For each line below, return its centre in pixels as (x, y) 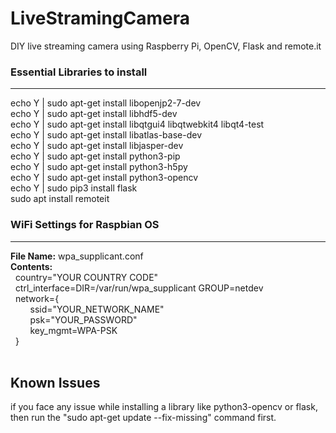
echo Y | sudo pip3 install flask (74, 188)
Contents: (31, 266)
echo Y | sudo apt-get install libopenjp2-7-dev (106, 103)
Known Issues (55, 382)
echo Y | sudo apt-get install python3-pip (95, 156)
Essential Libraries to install (79, 72)
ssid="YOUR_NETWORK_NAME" (97, 309)
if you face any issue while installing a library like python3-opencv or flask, (164, 407)
